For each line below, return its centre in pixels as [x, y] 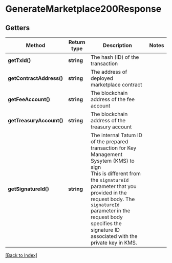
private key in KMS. [114, 243]
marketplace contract [116, 85]
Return [77, 42]
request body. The [113, 199]
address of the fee [112, 99]
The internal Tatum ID [116, 135]
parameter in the [110, 211]
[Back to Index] [21, 255]
